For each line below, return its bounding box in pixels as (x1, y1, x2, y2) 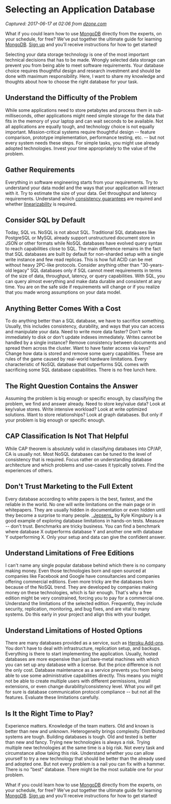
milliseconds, (5, 112, 33, 118)
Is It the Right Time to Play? (5, 709, 93, 718)
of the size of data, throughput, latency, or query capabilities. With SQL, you (5, 273, 165, 279)
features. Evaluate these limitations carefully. (5, 694, 100, 700)
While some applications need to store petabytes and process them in (5, 107, 153, 113)
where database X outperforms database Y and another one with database (5, 528, 163, 534)
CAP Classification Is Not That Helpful (5, 432, 129, 440)
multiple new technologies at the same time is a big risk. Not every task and (5, 745, 164, 751)
